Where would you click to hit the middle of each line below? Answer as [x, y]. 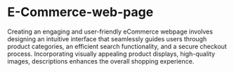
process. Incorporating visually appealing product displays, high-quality [111, 54]
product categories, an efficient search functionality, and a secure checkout [117, 46]
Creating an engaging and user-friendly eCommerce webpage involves [110, 31]
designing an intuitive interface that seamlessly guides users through [107, 38]
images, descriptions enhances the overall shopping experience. [101, 61]
